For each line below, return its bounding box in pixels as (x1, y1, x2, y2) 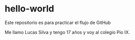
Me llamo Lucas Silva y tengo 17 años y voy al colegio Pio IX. (5, 29, 130, 35)
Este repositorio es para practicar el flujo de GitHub (5, 19, 111, 25)
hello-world (5, 3, 55, 14)
